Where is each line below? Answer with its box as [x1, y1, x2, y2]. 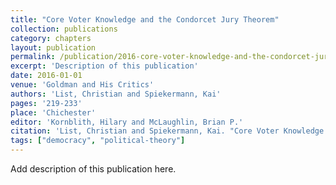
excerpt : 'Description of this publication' [10, 61, 199, 71]
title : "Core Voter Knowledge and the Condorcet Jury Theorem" [10, 14, 280, 25]
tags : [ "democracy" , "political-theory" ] [10, 136, 186, 146]
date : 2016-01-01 [10, 71, 83, 81]
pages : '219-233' [10, 98, 83, 108]
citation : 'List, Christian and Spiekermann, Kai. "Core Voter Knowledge [10, 126, 325, 136]
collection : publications [10, 24, 118, 34]
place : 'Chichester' [10, 107, 97, 118]
